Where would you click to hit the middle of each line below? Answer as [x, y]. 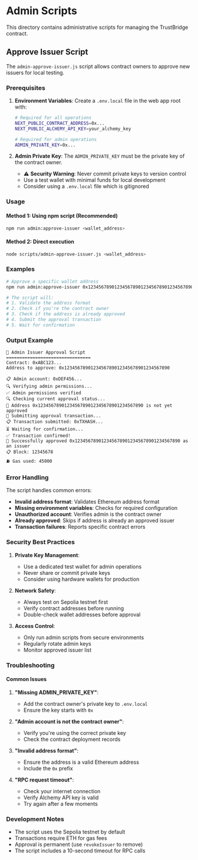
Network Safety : [35, 590]
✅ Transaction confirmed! [38, 436]
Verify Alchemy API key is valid [61, 797]
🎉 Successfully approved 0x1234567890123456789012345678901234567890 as [97, 441]
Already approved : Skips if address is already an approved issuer [95, 521]
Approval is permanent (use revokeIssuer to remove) [79, 845]
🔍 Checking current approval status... [56, 399]
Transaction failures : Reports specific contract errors [80, 527]
